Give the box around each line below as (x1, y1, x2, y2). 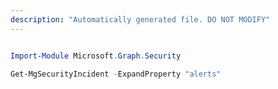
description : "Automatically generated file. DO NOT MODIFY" (10, 14, 271, 25)
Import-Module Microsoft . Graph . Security (10, 51, 182, 61)
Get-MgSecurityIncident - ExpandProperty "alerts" (10, 69, 222, 79)
